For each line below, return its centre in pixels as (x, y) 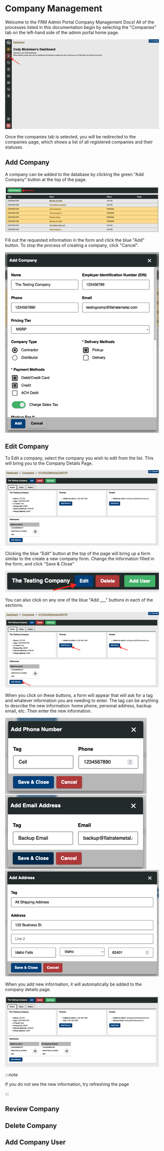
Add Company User (35, 1142)
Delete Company (31, 1126)
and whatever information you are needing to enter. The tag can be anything (82, 700)
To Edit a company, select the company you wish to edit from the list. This (79, 458)
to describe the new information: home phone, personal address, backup (78, 705)
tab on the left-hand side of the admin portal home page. (62, 32)
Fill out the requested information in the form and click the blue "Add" (75, 240)
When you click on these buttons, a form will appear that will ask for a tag (79, 695)
